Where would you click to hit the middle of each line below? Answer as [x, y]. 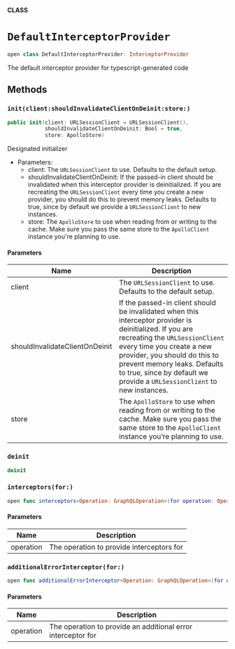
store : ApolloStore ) [74, 136]
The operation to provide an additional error [121, 627]
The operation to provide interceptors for [116, 547]
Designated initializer [37, 149]
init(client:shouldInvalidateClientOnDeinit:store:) [99, 109]
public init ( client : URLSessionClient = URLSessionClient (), [98, 122]
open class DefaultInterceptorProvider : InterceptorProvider [98, 54]
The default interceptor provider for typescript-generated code [98, 67]
